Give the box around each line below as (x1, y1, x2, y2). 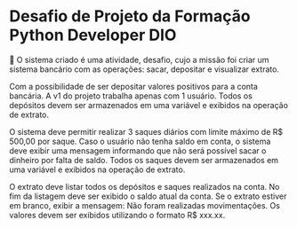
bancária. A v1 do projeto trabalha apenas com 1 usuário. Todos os (9, 90, 253, 101)
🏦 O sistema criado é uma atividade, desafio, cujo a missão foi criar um (9, 54, 269, 65)
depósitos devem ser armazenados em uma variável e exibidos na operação (9, 99, 289, 110)
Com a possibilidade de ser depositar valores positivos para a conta (9, 81, 258, 91)
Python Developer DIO (9, 25, 177, 45)
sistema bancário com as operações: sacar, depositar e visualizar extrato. (9, 64, 280, 75)
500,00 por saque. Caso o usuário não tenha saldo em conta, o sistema (9, 136, 271, 146)
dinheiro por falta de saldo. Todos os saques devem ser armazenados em (9, 154, 278, 165)
